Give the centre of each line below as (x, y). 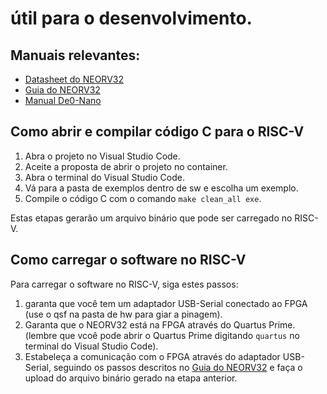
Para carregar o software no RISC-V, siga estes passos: (124, 284)
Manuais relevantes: (75, 55)
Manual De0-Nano (63, 100)
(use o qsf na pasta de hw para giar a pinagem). (123, 314)
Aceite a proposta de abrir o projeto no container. (126, 166)
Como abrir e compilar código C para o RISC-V (157, 132)
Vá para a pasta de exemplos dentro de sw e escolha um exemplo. (161, 188)
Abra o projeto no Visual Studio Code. (102, 156)
